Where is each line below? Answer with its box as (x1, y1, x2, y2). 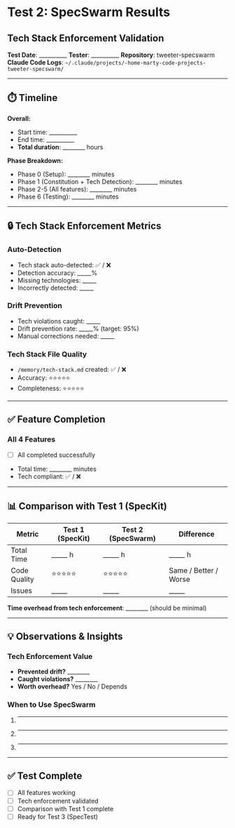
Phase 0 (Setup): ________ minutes (17, 170, 115, 178)
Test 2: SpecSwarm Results (7, 4, 171, 20)
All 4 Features (7, 434, 56, 444)
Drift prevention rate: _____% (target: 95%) (17, 324, 140, 333)
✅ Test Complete (7, 770, 83, 782)
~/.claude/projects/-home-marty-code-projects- (65, 60, 206, 67)
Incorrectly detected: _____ (17, 283, 94, 292)
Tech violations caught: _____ (17, 316, 101, 325)
